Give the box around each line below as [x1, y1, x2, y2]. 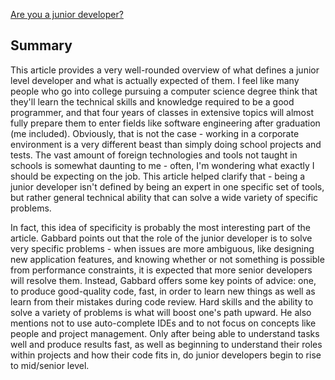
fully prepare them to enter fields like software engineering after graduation [10, 117, 321, 129]
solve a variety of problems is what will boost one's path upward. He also [10, 306, 312, 318]
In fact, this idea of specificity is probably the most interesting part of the [10, 221, 312, 233]
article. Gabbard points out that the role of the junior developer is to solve [10, 232, 313, 244]
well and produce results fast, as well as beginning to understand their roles [10, 338, 323, 350]
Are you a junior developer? [10, 9, 124, 20]
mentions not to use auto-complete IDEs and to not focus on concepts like [10, 317, 317, 329]
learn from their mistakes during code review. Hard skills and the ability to [10, 295, 314, 308]
